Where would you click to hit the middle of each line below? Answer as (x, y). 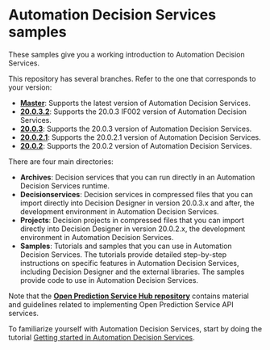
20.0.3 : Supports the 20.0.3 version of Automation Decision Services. (136, 129)
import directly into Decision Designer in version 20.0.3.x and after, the (137, 203)
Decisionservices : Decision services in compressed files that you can (137, 194)
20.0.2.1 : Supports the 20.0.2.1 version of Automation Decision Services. (140, 137)
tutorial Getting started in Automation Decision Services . (102, 337)
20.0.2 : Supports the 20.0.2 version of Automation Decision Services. (136, 145)
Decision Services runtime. (65, 186)
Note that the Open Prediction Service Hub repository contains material (129, 296)
